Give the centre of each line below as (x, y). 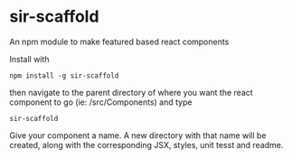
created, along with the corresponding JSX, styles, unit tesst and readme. (146, 145)
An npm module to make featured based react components (119, 42)
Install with (29, 59)
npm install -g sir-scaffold (64, 75)
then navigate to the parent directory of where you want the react (131, 92)
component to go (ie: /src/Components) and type (101, 102)
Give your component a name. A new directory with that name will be (138, 135)
